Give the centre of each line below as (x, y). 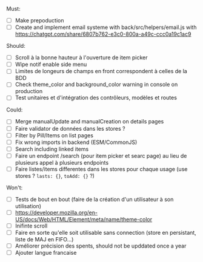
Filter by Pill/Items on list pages (54, 135)
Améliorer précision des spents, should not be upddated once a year (101, 246)
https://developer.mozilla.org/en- (56, 212)
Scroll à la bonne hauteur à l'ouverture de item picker (81, 57)
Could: (15, 110)
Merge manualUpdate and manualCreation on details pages (89, 122)
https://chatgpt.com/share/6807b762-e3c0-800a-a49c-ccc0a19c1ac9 (103, 34)
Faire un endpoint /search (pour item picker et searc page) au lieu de (101, 156)
